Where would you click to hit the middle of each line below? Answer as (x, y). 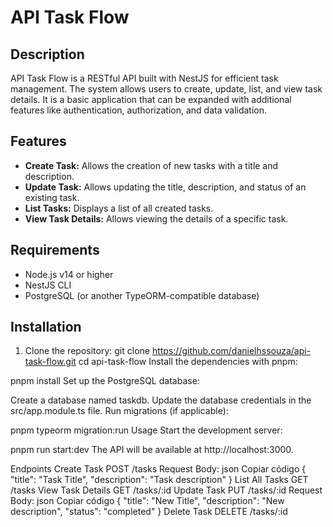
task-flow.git (50, 362)
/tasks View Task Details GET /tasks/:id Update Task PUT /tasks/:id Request (166, 490)
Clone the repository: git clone (87, 351)
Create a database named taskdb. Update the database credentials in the (161, 400)
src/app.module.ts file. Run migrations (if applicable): (119, 411)
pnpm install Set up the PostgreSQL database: (105, 381)
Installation (46, 327)
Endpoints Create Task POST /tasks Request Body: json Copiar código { (158, 469)
